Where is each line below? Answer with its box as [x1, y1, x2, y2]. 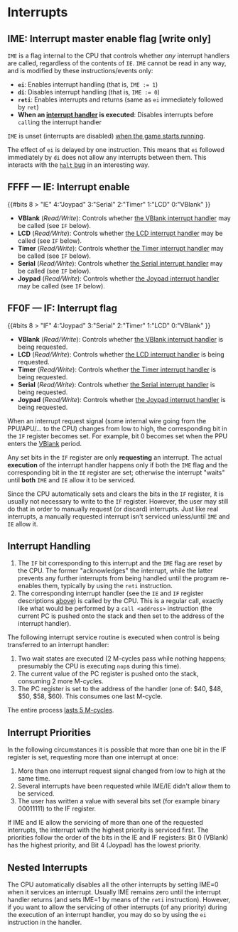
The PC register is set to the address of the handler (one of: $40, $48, [17, 685, 223, 693]
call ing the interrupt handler [17, 118, 102, 126]
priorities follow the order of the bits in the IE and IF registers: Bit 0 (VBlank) [7, 833, 229, 842]
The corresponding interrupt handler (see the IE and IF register [17, 589, 204, 597]
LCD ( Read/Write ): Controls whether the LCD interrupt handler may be [17, 229, 223, 237]
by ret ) [17, 103, 39, 111]
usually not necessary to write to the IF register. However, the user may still [7, 497, 229, 505]
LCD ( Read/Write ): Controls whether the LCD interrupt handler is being [17, 349, 225, 359]
